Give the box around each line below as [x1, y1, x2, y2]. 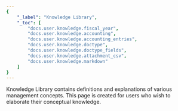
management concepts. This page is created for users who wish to [6, 92, 171, 99]
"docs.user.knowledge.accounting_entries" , [27, 36, 137, 42]
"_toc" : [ [17, 20, 42, 26]
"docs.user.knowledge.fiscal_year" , [27, 25, 119, 31]
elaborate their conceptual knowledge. [6, 99, 102, 106]
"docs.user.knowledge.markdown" [27, 58, 109, 64]
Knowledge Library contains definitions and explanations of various [6, 85, 172, 93]
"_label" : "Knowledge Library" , [17, 14, 97, 20]
